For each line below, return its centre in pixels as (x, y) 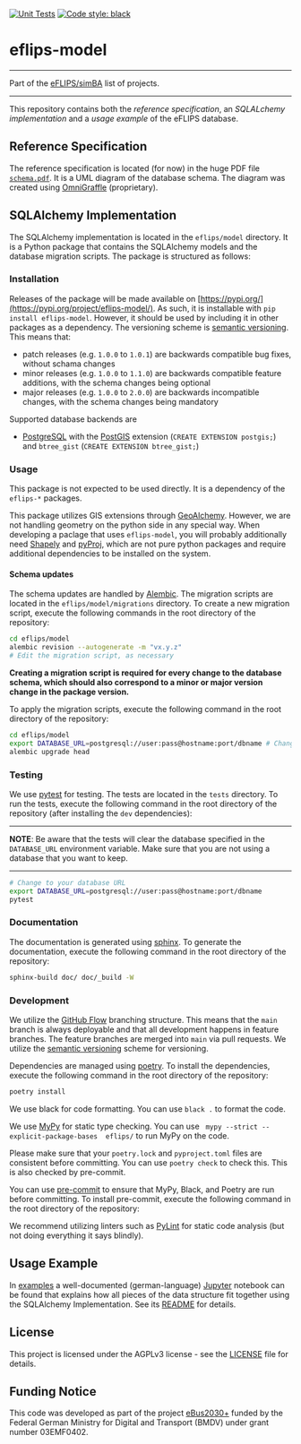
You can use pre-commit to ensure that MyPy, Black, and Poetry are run (142, 1189)
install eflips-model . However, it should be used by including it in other (144, 317)
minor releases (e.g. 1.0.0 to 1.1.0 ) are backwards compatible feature (152, 373)
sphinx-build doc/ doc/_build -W (72, 977)
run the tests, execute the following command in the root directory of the (143, 804)
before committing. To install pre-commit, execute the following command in (150, 1199)
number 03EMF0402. (49, 1432)
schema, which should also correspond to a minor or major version (136, 682)
